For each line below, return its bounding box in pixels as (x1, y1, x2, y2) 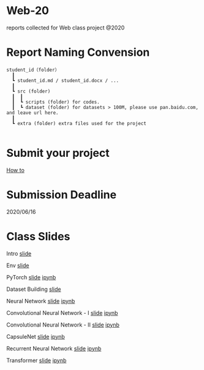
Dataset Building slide (6, 285, 61, 293)
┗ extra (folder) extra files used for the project (12, 120, 147, 126)
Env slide (6, 262, 29, 269)
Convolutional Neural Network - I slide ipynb (6, 309, 118, 316)
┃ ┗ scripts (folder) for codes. (12, 99, 100, 105)
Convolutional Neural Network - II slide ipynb (6, 321, 119, 328)
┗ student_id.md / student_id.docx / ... (12, 77, 119, 83)
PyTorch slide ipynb (6, 273, 56, 281)
